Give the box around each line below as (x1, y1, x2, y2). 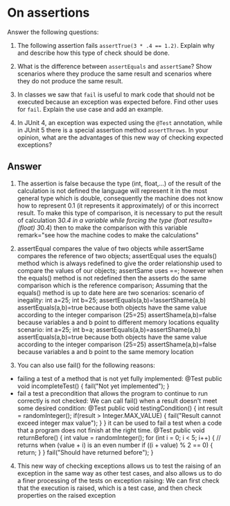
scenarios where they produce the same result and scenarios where (17, 69, 213, 78)
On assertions (7, 5, 90, 21)
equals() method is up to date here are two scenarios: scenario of (17, 288, 204, 296)
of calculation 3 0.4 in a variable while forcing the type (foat (17, 216, 188, 224)
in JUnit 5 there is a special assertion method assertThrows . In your (17, 126, 209, 134)
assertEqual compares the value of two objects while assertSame (17, 244, 204, 253)
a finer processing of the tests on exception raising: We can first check (17, 476, 220, 484)
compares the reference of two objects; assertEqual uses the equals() (17, 251, 217, 260)
